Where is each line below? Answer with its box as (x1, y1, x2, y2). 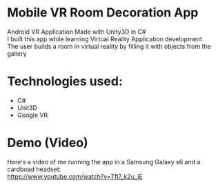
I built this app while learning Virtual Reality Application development (7, 34, 202, 43)
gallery (7, 49, 27, 58)
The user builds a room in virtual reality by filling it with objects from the (7, 42, 212, 50)
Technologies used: (7, 74, 123, 89)
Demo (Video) (7, 135, 88, 151)
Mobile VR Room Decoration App (7, 5, 199, 21)
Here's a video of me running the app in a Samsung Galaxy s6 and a (7, 157, 201, 166)
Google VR (17, 111, 48, 119)
